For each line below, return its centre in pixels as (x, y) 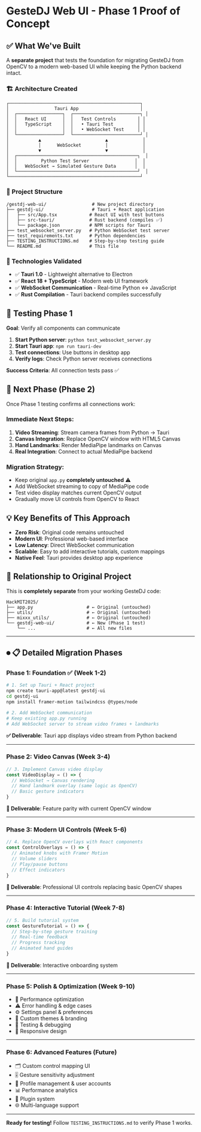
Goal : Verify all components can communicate (63, 328)
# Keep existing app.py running (46, 718)
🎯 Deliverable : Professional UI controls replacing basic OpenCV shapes (94, 887)
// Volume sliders (35, 859)
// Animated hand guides (42, 948)
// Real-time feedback (40, 937)
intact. (14, 73)
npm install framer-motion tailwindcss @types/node (72, 702)
